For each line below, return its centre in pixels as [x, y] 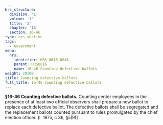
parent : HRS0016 [31, 64]
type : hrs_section [24, 37]
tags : [11, 42]
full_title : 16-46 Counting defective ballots [53, 82]
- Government [23, 46]
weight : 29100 [20, 74]
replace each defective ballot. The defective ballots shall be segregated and [81, 107]
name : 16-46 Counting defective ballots [56, 69]
